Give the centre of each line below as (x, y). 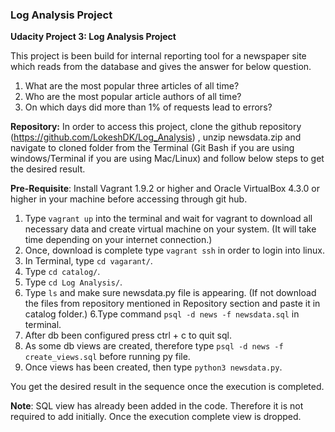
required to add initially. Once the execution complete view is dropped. (156, 417)
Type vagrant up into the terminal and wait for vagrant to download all (168, 219)
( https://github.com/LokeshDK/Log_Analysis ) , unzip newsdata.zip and (156, 137)
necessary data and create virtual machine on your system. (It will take (170, 229)
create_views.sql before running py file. (107, 357)
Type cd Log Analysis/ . (73, 282)
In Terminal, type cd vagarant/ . (88, 261)
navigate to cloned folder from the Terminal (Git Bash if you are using (152, 148)
